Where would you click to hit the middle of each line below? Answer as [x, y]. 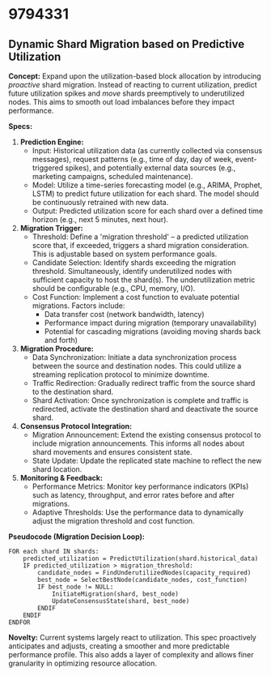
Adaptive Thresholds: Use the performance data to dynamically [138, 512]
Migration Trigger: [51, 228]
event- [246, 159]
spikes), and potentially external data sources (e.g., [150, 168]
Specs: [21, 126]
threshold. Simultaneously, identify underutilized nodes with [132, 271]
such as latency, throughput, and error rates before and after [133, 495]
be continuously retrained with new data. [100, 202]
